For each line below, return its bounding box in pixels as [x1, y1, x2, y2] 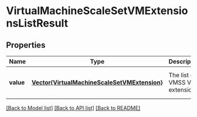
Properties [6, 40, 46, 50]
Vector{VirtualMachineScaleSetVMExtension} [31, 78, 163, 86]
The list [168, 71, 189, 79]
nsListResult [6, 16, 69, 30]
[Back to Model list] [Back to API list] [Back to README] [6, 105, 141, 111]
